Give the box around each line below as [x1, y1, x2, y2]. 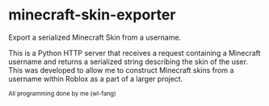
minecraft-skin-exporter [8, 6, 176, 24]
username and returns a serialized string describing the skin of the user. [8, 57, 249, 66]
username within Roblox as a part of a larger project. [8, 74, 183, 83]
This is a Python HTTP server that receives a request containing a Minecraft [8, 48, 261, 57]
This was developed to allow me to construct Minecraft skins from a [8, 65, 234, 74]
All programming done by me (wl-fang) [8, 89, 116, 98]
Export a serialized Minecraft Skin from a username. [8, 32, 182, 42]
